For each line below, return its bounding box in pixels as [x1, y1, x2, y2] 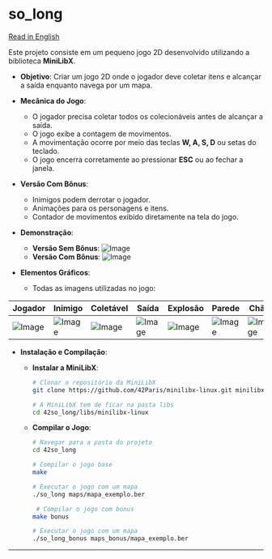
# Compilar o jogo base [32, 461, 113, 469]
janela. [32, 163, 55, 173]
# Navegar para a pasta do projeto [32, 438, 152, 446]
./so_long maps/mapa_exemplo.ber [32, 490, 146, 498]
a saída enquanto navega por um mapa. [19, 80, 153, 90]
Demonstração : [19, 228, 74, 237]
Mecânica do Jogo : [19, 96, 87, 105]
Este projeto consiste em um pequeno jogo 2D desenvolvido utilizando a [8, 47, 250, 57]
